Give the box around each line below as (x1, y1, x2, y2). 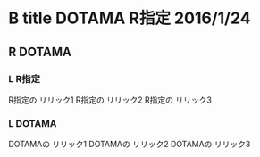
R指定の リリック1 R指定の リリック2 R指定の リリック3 (8, 95, 212, 105)
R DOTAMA (8, 44, 72, 59)
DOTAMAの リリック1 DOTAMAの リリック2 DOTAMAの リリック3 (8, 139, 251, 150)
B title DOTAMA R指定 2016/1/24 (8, 8, 251, 29)
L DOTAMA (8, 117, 57, 129)
